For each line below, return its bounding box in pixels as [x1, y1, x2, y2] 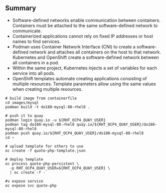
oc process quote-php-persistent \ [5, 161, 79, 166]
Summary [5, 4, 36, 12]
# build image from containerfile [5, 96, 77, 101]
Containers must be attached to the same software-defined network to [12, 22, 158, 28]
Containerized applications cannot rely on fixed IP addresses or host [12, 33, 154, 39]
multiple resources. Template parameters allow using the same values [12, 81, 156, 87]
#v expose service [5, 179, 43, 184]
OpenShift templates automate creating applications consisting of [12, 75, 147, 81]
